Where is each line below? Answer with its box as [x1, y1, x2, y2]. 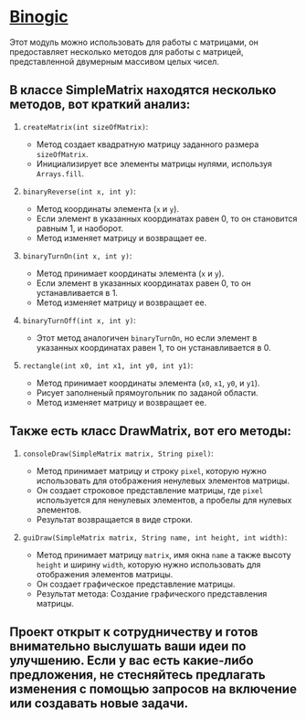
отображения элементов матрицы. [36, 568, 174, 579]
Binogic [9, 6, 69, 27]
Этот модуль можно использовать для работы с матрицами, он [9, 37, 259, 48]
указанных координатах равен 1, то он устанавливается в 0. [36, 342, 271, 353]
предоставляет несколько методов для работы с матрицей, [9, 46, 244, 57]
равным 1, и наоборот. [36, 222, 124, 234]
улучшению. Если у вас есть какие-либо [9, 652, 254, 668]
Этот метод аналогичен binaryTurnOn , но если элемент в [36, 332, 258, 344]
